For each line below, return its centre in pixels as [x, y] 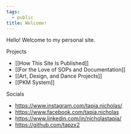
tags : [13, 12]
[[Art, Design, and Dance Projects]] [58, 76]
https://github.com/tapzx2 [47, 125]
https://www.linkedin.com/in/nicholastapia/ [68, 118]
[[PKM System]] [35, 82]
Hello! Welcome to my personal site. [51, 40]
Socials [15, 94]
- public [23, 17]
